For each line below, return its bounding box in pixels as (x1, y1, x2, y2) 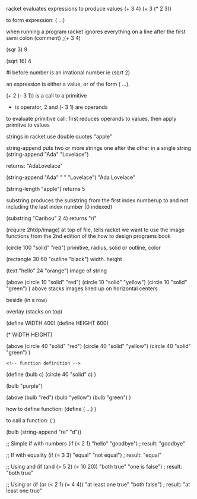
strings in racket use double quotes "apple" (6, 133, 113, 140)
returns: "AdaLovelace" (6, 162, 63, 169)
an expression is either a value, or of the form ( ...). (6, 80, 131, 87)
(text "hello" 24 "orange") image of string (6, 267, 107, 274)
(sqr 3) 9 (6, 46, 28, 53)
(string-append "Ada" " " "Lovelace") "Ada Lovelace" (6, 174, 136, 181)
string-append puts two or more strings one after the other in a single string (6, 145, 192, 151)
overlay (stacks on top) (6, 308, 63, 315)
